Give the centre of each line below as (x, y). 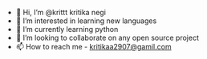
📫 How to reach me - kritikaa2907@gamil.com (93, 47)
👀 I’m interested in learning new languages (86, 21)
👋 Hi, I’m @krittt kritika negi (61, 12)
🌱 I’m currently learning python (67, 29)
